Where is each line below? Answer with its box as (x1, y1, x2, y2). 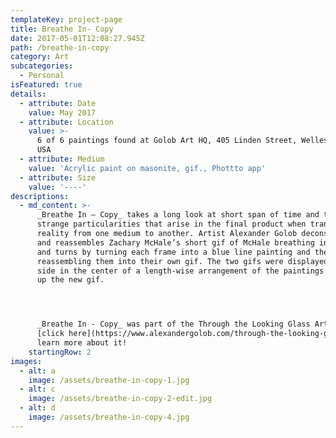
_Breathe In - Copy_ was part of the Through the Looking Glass (36, 319, 311, 330)
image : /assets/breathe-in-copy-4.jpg (28, 412, 190, 422)
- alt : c (19, 384, 56, 395)
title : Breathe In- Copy (10, 24, 114, 34)
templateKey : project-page (10, 14, 123, 25)
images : (10, 356, 43, 366)
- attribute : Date (19, 98, 97, 108)
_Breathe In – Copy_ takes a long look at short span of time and (36, 210, 320, 220)
